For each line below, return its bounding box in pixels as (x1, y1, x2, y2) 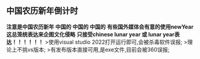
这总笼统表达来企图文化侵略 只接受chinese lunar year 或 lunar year (6, 30, 175, 38)
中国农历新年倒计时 (6, 5, 78, 16)
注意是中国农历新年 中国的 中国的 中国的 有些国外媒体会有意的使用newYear (6, 23, 194, 30)
